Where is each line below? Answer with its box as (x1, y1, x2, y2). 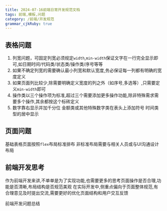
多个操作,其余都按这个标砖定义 (16, 99, 80, 105)
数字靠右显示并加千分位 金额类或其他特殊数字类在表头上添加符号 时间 (12, 105, 155, 111)
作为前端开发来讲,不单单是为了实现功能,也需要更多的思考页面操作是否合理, (5, 177, 158, 183)
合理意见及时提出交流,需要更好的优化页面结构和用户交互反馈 (5, 190, 129, 196)
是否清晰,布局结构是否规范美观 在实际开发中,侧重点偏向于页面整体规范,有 (9, 184, 159, 190)
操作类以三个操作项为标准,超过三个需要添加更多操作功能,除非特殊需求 (12, 93, 155, 99)
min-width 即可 (16, 86, 46, 92)
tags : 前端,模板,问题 (5, 12, 46, 17)
